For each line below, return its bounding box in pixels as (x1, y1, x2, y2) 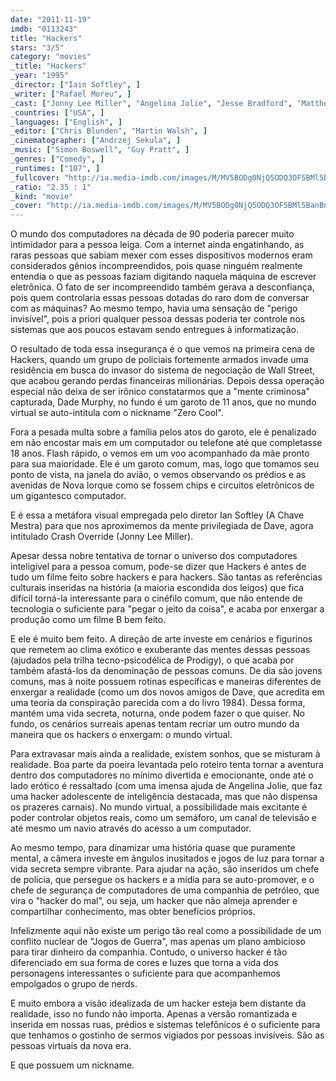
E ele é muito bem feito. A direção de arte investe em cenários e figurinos (10, 633, 313, 645)
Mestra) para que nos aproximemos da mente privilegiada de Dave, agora (10, 520, 314, 532)
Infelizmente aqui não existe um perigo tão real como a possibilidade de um (10, 925, 322, 937)
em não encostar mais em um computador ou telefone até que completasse (10, 437, 323, 449)
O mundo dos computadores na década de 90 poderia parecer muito (10, 228, 295, 240)
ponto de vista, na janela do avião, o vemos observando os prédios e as (10, 469, 307, 481)
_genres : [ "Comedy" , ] (10, 154, 105, 164)
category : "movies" (10, 52, 92, 62)
